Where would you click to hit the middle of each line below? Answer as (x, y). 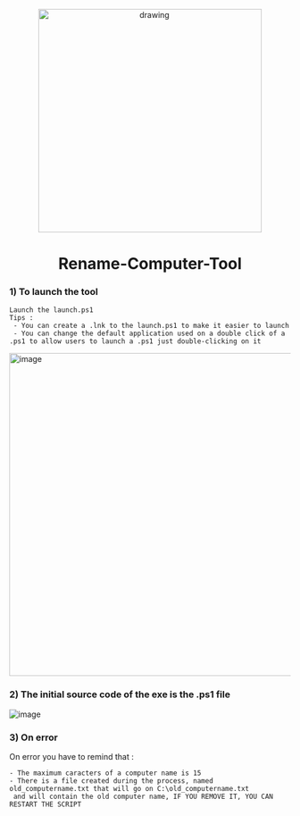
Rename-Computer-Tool (150, 264)
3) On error (33, 737)
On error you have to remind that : (71, 757)
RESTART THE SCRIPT (46, 804)
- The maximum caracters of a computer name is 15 (105, 773)
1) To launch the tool (54, 292)
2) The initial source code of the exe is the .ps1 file (120, 694)
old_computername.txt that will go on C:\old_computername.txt (129, 789)
